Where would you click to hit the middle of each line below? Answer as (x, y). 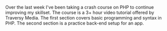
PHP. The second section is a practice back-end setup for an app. (75, 23)
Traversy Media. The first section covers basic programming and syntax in (83, 18)
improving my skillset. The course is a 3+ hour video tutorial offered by (80, 12)
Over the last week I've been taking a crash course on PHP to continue (80, 7)
